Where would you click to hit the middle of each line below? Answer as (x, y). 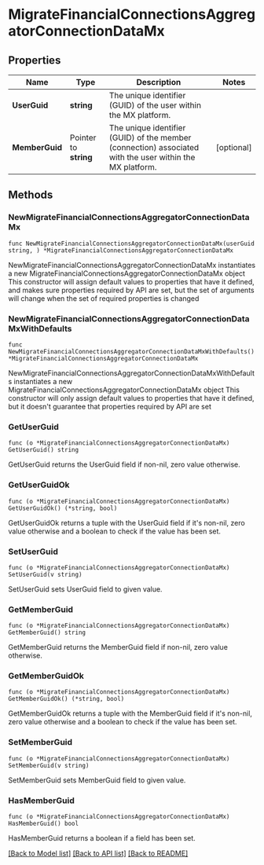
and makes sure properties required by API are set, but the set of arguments (131, 290)
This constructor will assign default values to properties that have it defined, (132, 281)
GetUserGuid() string (44, 450)
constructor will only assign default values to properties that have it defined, (131, 398)
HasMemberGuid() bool (44, 824)
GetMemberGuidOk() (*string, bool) (66, 699)
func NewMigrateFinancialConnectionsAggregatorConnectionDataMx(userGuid (132, 244)
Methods (31, 195)
